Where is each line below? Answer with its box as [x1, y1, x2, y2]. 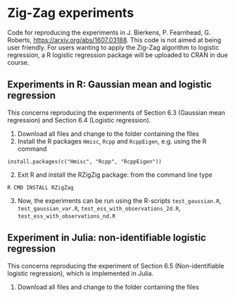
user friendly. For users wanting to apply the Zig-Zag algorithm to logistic [7, 43, 220, 51]
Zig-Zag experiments [7, 5, 134, 21]
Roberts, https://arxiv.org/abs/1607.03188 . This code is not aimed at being [7, 35, 222, 44]
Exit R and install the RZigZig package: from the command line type [17, 170, 212, 179]
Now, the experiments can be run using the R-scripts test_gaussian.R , [17, 196, 222, 205]
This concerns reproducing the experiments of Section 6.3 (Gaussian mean [7, 108, 225, 117]
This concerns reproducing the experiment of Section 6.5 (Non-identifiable [7, 261, 224, 270]
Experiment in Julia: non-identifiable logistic [7, 232, 206, 244]
